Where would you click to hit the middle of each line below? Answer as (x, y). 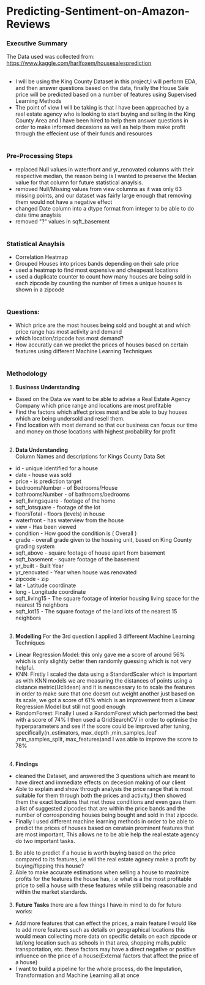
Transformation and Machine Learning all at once (77, 975)
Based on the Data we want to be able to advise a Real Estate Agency (103, 399)
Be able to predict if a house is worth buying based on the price (95, 853)
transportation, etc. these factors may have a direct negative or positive (105, 949)
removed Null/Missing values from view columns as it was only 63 (99, 189)
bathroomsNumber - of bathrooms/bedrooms (73, 494)
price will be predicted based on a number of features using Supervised (106, 95)
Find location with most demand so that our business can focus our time (106, 425)
